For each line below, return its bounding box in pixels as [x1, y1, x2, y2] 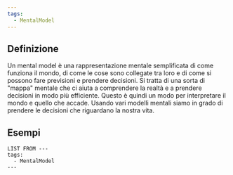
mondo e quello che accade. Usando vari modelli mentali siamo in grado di [7, 99, 223, 108]
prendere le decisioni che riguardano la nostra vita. [7, 106, 154, 115]
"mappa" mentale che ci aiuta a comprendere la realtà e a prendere [7, 84, 202, 92]
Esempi [7, 127, 41, 138]
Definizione [7, 43, 59, 55]
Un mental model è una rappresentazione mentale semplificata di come [7, 61, 214, 70]
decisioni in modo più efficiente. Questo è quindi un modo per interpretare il [7, 91, 226, 100]
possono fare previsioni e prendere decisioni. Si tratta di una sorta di [7, 77, 206, 85]
